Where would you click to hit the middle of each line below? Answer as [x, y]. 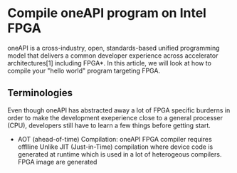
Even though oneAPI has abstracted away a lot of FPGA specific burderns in [119, 110]
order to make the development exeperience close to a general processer [115, 117]
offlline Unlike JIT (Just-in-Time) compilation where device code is [115, 147]
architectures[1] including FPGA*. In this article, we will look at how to [110, 63]
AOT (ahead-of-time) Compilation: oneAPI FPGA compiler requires [115, 139]
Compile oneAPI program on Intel [107, 13]
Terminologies [40, 93]
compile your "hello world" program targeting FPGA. [84, 70]
